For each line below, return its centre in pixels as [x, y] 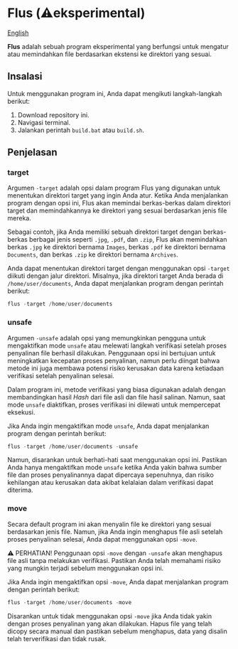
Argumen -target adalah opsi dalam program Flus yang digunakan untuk [114, 188]
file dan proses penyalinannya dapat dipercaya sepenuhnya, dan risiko [111, 475]
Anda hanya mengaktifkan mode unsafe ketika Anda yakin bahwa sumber [115, 468]
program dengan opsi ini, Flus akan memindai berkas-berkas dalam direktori [119, 203]
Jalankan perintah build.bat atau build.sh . [81, 130]
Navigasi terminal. [44, 122]
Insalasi [25, 76]
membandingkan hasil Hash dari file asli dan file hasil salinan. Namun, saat [117, 397]
